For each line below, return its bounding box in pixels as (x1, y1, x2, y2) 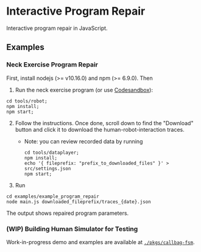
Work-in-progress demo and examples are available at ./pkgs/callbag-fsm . (6, 238, 195, 245)
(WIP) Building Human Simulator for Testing (6, 225, 138, 233)
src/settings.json (24, 165, 71, 171)
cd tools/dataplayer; (24, 149, 79, 156)
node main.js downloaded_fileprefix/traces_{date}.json (6, 198, 151, 205)
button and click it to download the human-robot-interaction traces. (15, 126, 185, 133)
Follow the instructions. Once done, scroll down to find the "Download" (15, 119, 194, 126)
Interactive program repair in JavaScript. (6, 24, 108, 32)
